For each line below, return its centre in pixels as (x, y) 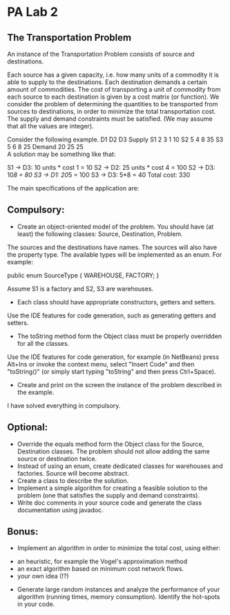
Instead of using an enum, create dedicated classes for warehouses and (120, 466)
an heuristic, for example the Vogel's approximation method (102, 562)
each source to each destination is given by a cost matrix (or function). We (113, 97)
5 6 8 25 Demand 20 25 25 (46, 147)
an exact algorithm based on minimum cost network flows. (100, 569)
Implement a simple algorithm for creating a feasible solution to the (112, 488)
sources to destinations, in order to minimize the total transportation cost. (112, 111)
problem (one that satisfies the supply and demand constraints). (108, 495)
